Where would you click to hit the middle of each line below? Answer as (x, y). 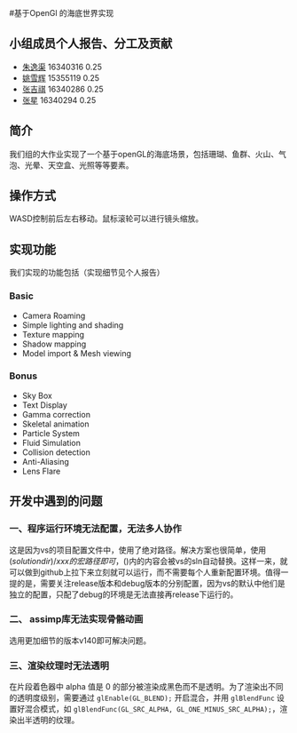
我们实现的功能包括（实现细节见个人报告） (87, 273)
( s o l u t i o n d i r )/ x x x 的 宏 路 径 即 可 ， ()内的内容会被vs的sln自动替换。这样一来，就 (148, 561)
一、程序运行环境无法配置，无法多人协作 (95, 529)
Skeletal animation (55, 424)
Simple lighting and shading (73, 325)
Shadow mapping (54, 344)
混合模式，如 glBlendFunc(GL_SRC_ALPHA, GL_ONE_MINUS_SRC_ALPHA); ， (152, 709)
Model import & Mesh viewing (76, 353)
